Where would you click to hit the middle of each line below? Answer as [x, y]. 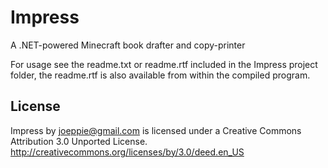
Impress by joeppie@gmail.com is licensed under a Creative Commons [156, 130]
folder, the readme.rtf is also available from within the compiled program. [160, 75]
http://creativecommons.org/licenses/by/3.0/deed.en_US [127, 152]
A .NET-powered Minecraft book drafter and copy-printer [128, 45]
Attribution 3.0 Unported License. [79, 141]
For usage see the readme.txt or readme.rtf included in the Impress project [164, 64]
